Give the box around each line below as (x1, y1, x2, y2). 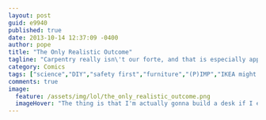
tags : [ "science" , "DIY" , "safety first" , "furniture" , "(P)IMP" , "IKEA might (8, 70, 257, 78)
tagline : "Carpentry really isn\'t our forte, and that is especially (8, 56, 246, 64)
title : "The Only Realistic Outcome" (8, 48, 133, 56)
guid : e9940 (8, 19, 47, 27)
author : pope (8, 41, 51, 49)
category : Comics (8, 63, 66, 71)
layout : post (8, 11, 51, 20)
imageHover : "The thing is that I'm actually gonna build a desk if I (15, 99, 253, 107)
